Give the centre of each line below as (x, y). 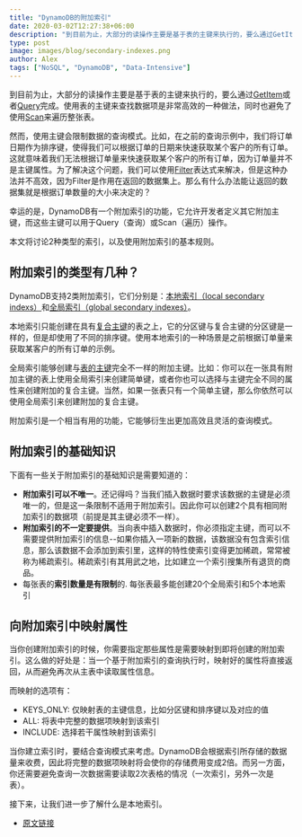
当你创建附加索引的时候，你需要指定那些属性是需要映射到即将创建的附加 (143, 649)
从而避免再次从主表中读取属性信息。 (92, 672)
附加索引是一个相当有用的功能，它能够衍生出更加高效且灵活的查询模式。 (143, 420)
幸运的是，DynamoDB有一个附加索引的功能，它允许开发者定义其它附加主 (145, 211)
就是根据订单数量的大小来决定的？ (88, 192)
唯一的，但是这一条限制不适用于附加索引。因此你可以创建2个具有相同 (151, 505)
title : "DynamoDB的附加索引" (61, 18)
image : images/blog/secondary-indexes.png (90, 51)
